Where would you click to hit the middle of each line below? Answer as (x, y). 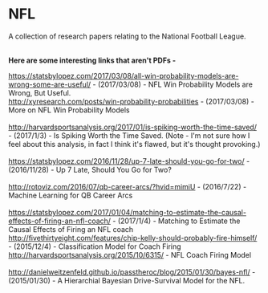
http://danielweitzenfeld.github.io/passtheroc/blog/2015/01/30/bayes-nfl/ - (132, 272)
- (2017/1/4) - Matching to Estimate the (176, 221)
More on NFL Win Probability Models (69, 110)
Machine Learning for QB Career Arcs (71, 195)
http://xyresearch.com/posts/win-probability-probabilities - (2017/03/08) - (131, 101)
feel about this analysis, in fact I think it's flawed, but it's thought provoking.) (134, 144)
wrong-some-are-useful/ (50, 84)
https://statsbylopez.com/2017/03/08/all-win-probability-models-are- (124, 75)
